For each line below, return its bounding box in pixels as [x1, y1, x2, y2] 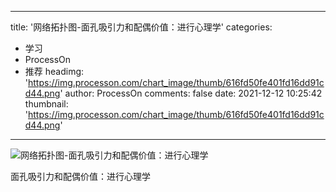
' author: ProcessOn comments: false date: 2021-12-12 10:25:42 [59, 87, 323, 99]
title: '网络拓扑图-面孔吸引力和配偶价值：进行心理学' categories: [10, 21, 273, 33]
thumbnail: [24, 98, 69, 110]
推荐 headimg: [24, 66, 85, 77]
